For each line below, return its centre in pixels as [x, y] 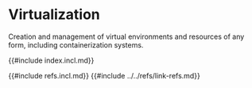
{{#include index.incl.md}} [51, 60]
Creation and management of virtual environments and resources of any [126, 36]
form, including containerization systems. [76, 44]
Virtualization [54, 15]
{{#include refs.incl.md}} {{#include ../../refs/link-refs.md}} [104, 75]
